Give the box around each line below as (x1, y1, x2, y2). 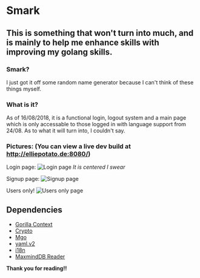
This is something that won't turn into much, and (6, 28, 194, 38)
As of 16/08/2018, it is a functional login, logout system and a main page (6, 114, 187, 121)
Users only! (6, 187, 35, 194)
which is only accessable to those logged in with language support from (6, 121, 187, 128)
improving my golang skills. (6, 47, 113, 57)
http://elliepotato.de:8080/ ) (6, 150, 91, 158)
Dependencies (6, 205, 62, 215)
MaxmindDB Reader (15, 253, 65, 260)
